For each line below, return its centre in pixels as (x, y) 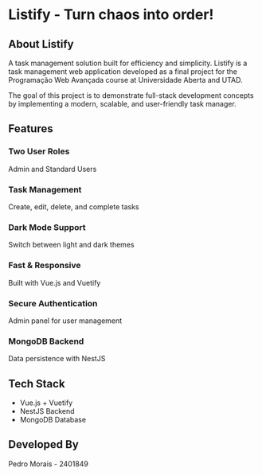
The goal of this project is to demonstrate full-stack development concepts (131, 95)
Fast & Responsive (45, 266)
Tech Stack (37, 384)
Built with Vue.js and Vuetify (55, 282)
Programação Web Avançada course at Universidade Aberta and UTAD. (125, 80)
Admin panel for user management (65, 321)
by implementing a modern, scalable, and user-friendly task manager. (122, 104)
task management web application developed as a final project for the (123, 72)
